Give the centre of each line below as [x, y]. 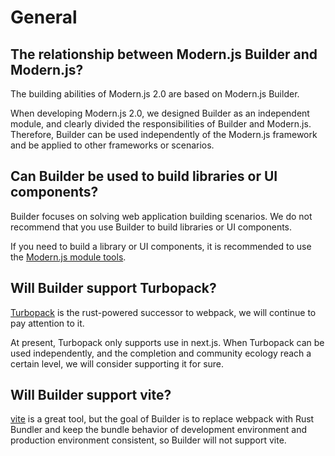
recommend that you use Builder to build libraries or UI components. [151, 227]
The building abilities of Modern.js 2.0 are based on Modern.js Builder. [155, 94]
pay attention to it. [47, 323]
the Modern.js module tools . [68, 257]
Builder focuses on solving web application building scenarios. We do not [161, 216]
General [44, 17]
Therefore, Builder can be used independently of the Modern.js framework [164, 134]
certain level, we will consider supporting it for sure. [117, 363]
